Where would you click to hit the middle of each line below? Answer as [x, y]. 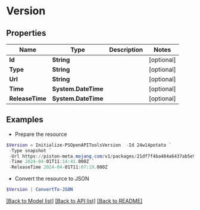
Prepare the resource [41, 134]
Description [126, 50]
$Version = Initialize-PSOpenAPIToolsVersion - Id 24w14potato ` [89, 145]
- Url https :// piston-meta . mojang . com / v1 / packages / [73, 156]
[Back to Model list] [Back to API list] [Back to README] [74, 201]
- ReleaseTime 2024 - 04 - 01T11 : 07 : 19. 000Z [58, 167]
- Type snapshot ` [30, 150]
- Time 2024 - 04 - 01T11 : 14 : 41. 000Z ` [51, 162]
